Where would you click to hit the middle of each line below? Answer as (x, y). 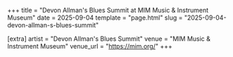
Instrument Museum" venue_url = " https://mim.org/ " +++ (90, 46)
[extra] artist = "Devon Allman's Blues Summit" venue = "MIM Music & (109, 39)
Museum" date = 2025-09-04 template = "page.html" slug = (95, 18)
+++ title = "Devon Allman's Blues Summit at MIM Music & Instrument (108, 10)
